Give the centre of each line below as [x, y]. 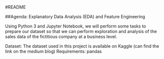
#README [15, 7]
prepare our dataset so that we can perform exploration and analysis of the [81, 31]
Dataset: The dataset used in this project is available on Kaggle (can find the [82, 46]
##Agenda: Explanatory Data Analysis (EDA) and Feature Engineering [75, 16]
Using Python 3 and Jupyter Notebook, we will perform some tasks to [76, 26]
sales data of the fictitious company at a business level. [61, 37]
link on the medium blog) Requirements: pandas [54, 51]
